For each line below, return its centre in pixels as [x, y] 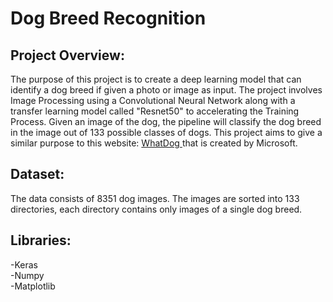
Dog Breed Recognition [108, 18]
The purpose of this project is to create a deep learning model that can [156, 79]
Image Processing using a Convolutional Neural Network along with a [153, 100]
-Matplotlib [33, 286]
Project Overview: [67, 55]
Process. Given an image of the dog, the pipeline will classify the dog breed [166, 121]
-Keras [24, 264]
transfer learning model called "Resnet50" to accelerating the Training [155, 111]
